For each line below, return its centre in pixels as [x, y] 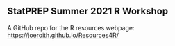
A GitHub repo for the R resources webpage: [71, 27]
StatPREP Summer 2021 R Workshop [88, 11]
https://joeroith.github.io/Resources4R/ [63, 35]
